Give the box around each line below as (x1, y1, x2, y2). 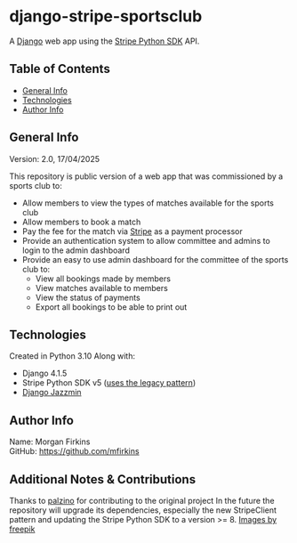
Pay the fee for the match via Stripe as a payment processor (21, 225, 243, 237)
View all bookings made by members (35, 273, 172, 284)
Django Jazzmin (21, 387, 82, 398)
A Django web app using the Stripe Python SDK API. (9, 36, 200, 46)
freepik (9, 523, 36, 534)
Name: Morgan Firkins (9, 436, 91, 447)
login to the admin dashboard (21, 245, 131, 255)
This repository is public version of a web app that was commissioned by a (9, 171, 284, 182)
